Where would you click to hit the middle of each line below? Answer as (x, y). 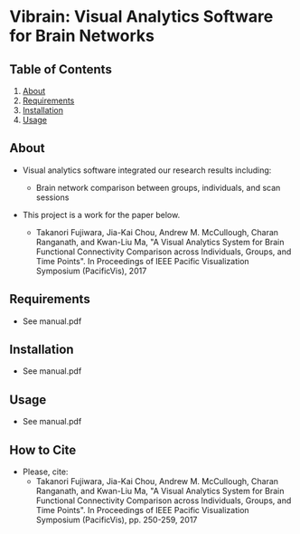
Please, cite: (45, 472)
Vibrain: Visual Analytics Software (141, 17)
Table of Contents (61, 69)
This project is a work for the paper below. (101, 215)
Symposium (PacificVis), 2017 (91, 271)
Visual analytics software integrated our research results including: (147, 170)
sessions (52, 197)
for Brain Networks (82, 36)
